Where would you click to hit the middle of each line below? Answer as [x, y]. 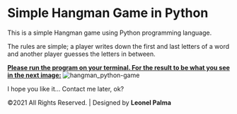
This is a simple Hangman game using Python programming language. [110, 33]
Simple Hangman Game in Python [108, 13]
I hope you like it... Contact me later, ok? [66, 89]
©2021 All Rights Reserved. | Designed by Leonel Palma [89, 102]
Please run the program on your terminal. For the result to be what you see [118, 67]
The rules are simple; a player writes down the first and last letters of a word [118, 46]
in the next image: [34, 75]
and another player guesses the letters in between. [81, 54]
